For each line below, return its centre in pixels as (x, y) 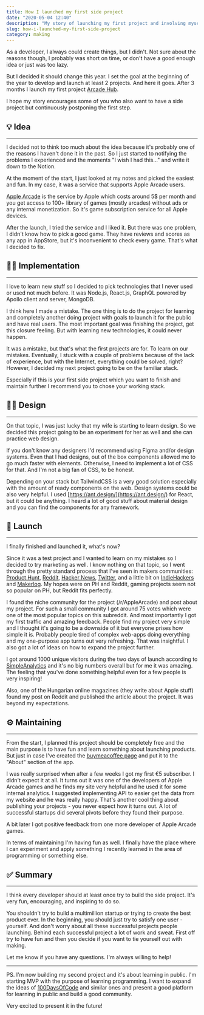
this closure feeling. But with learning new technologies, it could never (94, 330)
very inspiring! (24, 678)
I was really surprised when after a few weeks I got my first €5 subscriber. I (100, 774)
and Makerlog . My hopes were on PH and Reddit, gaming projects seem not (101, 584)
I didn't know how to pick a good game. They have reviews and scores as (98, 234)
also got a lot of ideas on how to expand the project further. (81, 648)
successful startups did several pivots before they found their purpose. (95, 813)
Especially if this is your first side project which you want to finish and (93, 380)
